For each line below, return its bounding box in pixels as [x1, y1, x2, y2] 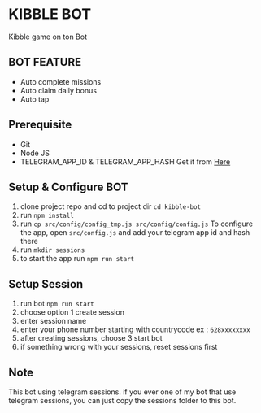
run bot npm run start [20, 298, 95, 309]
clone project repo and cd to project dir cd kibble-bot [20, 202, 202, 211]
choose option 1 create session [20, 307, 124, 317]
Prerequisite [8, 118, 72, 132]
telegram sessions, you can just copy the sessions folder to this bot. [8, 396, 237, 405]
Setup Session [8, 277, 84, 291]
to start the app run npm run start [20, 254, 135, 263]
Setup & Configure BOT [8, 180, 128, 193]
